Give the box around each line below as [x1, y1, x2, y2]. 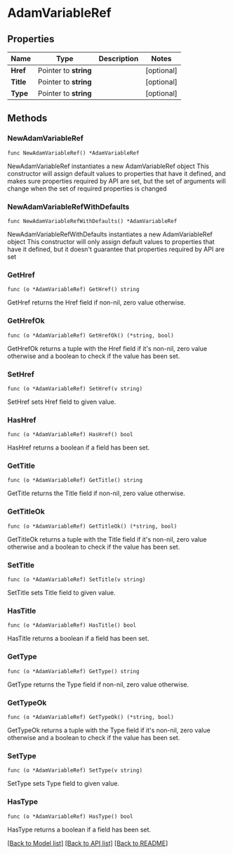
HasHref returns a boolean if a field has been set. [7, 443, 150, 452]
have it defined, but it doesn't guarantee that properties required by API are [7, 245, 225, 253]
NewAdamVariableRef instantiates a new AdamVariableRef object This [7, 162, 209, 170]
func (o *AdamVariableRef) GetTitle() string [7, 477, 142, 484]
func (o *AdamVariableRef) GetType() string [7, 668, 140, 675]
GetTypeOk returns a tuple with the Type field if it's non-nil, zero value [7, 726, 211, 734]
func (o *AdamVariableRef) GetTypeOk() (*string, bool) [7, 713, 174, 720]
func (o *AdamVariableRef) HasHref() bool [7, 431, 133, 438]
